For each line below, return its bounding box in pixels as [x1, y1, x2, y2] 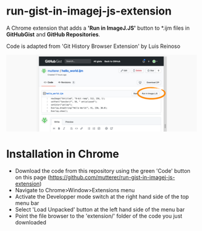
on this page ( [15, 173, 50, 181]
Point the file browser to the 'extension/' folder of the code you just [15, 212, 183, 219]
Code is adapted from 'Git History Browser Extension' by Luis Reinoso [6, 42, 180, 50]
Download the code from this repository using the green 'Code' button [15, 167, 191, 174]
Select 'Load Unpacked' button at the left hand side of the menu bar [15, 206, 185, 213]
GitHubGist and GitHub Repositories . [6, 30, 100, 38]
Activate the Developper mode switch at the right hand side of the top [15, 193, 189, 200]
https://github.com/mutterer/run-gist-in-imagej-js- [49, 173, 175, 181]
